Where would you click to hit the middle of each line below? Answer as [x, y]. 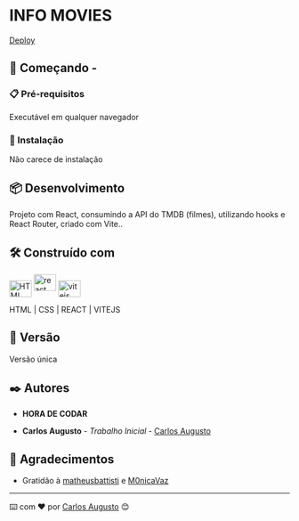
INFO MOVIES [61, 16]
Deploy [22, 40]
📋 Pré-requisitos [47, 94]
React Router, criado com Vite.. [66, 224]
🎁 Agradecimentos [62, 459]
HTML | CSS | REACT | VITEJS [65, 309]
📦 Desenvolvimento [67, 188]
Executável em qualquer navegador [74, 117]
